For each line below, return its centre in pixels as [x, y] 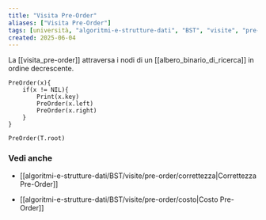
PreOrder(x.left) [65, 104]
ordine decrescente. [41, 69]
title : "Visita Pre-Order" [53, 15]
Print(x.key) [58, 97]
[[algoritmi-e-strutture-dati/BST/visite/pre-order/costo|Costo [119, 199]
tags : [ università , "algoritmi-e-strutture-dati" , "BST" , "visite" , [123, 30]
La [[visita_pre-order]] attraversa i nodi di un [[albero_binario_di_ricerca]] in [131, 60]
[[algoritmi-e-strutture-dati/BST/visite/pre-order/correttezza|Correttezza [138, 176]
